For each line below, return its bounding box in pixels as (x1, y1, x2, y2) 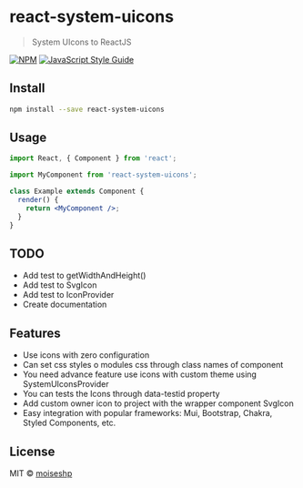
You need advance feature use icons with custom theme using (22, 369, 258, 380)
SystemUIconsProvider (22, 379, 109, 390)
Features (9, 325, 61, 341)
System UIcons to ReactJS (31, 36, 132, 47)
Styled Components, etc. (22, 417, 116, 429)
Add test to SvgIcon (22, 280, 97, 290)
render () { (17, 196, 59, 205)
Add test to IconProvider (22, 290, 115, 300)
